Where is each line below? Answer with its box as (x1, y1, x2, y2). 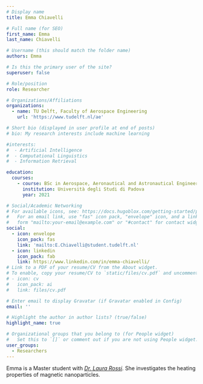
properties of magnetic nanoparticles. (6, 371, 101, 378)
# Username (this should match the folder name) (6, 48, 131, 54)
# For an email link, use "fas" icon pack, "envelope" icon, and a (6, 214, 185, 220)
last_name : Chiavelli (6, 37, 61, 43)
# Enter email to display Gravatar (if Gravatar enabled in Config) (6, 298, 182, 304)
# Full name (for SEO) (6, 25, 63, 31)
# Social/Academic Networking (6, 203, 83, 209)
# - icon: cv (6, 276, 39, 282)
